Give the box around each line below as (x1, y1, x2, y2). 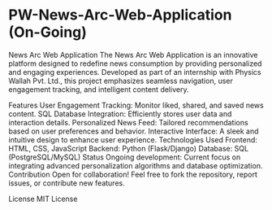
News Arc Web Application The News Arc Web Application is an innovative (8, 50, 258, 59)
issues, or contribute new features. (8, 177, 125, 188)
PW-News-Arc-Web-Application (8, 6, 232, 24)
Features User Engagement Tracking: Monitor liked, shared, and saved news (8, 100, 264, 110)
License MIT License (8, 194, 78, 203)
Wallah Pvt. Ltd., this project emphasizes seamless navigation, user (8, 76, 233, 85)
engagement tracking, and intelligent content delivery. (8, 84, 189, 94)
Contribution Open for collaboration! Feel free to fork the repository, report (8, 169, 258, 179)
